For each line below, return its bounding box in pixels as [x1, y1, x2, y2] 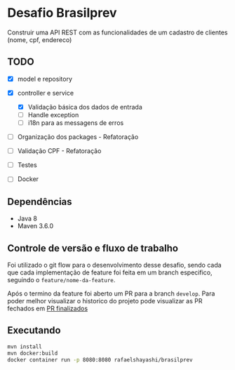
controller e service [17, 88, 74, 97]
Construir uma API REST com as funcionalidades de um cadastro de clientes [7, 28, 228, 37]
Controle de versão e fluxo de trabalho [7, 242, 179, 254]
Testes [17, 161, 37, 169]
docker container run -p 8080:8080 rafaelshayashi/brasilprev [7, 356, 193, 363]
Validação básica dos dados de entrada [27, 103, 142, 111]
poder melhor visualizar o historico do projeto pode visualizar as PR [7, 296, 203, 305]
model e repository [17, 74, 72, 83]
